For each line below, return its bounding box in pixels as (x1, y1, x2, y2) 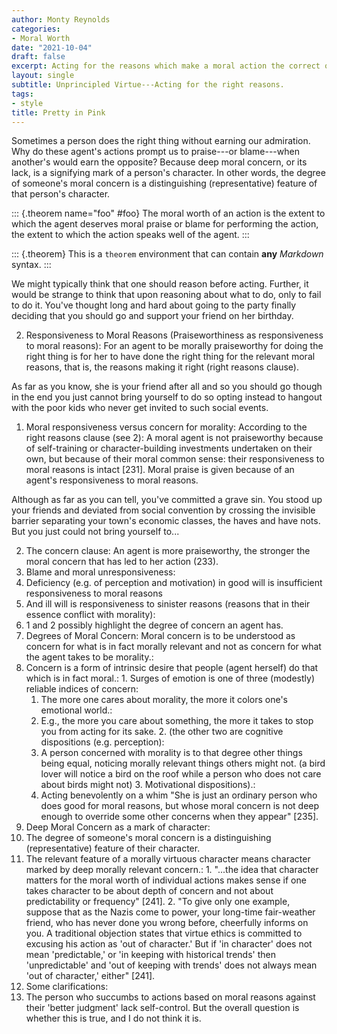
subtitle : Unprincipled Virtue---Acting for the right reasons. (11, 80, 285, 90)
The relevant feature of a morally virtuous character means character (25, 853, 311, 865)
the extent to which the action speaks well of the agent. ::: (11, 229, 250, 241)
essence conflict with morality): (25, 609, 156, 621)
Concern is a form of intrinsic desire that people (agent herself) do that (25, 662, 319, 674)
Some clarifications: (25, 981, 109, 993)
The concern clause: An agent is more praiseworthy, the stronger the (25, 545, 311, 557)
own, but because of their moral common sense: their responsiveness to (25, 453, 325, 465)
